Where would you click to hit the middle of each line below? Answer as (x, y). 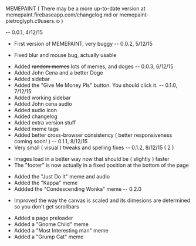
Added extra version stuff (45, 122)
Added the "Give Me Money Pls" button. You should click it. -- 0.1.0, (96, 85)
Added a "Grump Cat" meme (49, 237)
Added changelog (36, 116)
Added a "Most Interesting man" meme (61, 230)
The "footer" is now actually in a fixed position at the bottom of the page (101, 165)
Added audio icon (35, 110)
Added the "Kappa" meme (46, 183)
